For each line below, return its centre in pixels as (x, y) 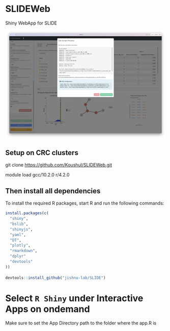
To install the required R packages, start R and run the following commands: (85, 203)
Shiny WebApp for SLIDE (31, 23)
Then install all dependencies (53, 191)
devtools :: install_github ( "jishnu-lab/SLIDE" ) (55, 278)
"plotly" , (20, 245)
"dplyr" (18, 256)
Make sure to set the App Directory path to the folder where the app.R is (81, 323)
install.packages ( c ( (27, 213)
